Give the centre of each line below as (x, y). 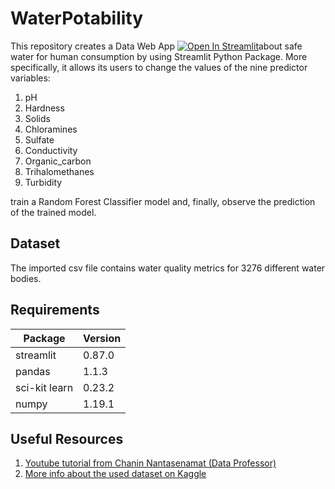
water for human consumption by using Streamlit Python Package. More (159, 56)
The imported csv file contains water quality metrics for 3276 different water (168, 268)
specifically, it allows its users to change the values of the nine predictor (159, 67)
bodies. (26, 278)
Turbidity (43, 182)
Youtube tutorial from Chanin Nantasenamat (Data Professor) (150, 463)
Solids (37, 118)
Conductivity (51, 150)
